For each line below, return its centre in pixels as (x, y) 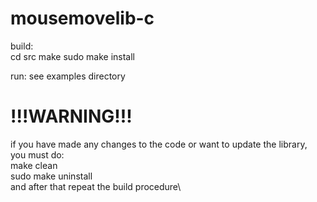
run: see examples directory (68, 76)
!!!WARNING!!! (71, 116)
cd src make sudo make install (72, 56)
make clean (34, 165)
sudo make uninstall (51, 176)
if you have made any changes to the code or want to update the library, (159, 144)
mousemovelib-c (82, 18)
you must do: (37, 154)
